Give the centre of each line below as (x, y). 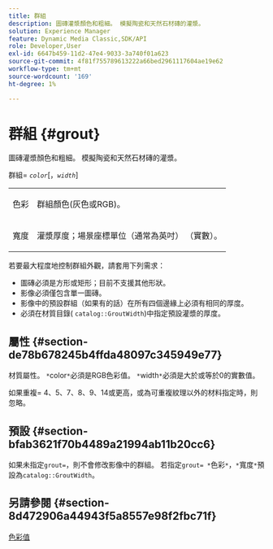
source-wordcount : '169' (50, 76)
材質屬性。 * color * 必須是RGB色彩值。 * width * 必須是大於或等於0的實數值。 (134, 376)
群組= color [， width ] (43, 175)
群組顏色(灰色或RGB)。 (81, 204)
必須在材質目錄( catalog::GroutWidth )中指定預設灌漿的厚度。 (122, 313)
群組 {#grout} (54, 134)
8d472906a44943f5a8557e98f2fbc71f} (113, 516)
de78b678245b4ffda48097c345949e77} (115, 355)
